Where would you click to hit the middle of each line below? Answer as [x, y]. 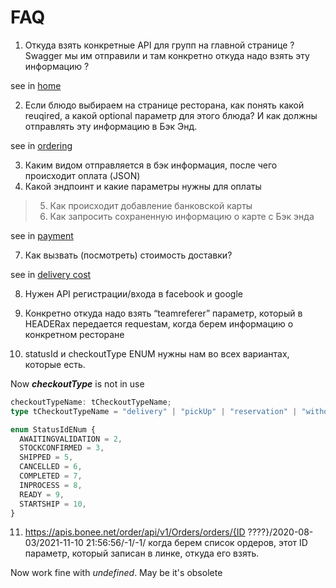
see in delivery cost [51, 274]
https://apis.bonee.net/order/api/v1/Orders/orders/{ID [135, 532]
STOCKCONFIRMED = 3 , [62, 448]
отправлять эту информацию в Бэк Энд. [111, 126]
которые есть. [55, 364]
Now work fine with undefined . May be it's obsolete [116, 573]
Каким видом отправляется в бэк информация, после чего [151, 165]
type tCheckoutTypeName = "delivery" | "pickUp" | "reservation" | [154, 411]
